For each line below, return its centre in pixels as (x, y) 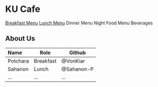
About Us (20, 39)
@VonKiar (73, 61)
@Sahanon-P (77, 69)
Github (78, 52)
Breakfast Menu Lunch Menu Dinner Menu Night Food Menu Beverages (79, 23)
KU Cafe (23, 9)
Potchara (18, 61)
